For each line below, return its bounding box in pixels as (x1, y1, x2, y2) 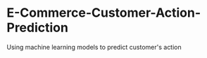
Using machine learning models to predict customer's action (6, 43, 182, 51)
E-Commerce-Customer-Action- (6, 5, 201, 21)
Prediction (6, 20, 68, 36)
